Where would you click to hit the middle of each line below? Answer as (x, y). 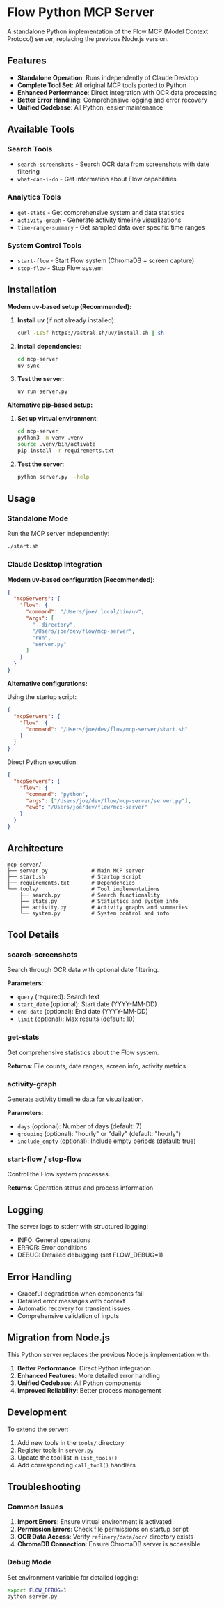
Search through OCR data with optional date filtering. (83, 970)
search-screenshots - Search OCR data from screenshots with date (113, 164)
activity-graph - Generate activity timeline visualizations (99, 220)
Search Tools (30, 149)
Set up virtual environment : (58, 419)
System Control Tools (45, 245)
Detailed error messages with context (71, 1301)
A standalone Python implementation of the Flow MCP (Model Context (108, 31)
